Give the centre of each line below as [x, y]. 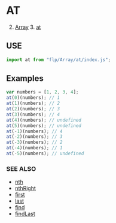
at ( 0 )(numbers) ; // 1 [33, 98]
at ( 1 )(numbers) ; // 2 [33, 103]
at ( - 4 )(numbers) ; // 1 [34, 148]
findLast [25, 214]
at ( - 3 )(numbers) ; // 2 [34, 142]
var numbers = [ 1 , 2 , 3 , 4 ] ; [42, 92]
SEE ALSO [21, 168]
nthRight [25, 188]
